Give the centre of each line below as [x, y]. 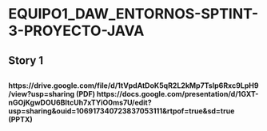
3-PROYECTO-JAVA [76, 31]
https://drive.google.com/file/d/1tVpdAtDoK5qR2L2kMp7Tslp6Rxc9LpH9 [133, 85]
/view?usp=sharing [42, 93]
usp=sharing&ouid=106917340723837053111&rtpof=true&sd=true [122, 111]
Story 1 [26, 60]
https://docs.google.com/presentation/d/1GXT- [177, 93]
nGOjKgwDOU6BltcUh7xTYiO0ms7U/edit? [80, 102]
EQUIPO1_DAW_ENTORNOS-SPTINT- [133, 14]
